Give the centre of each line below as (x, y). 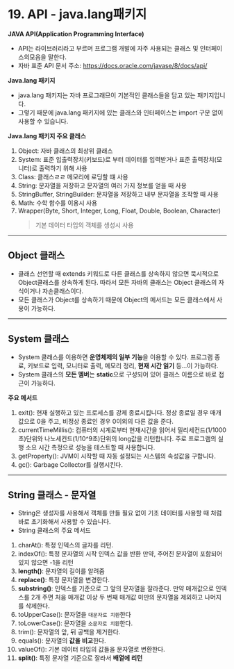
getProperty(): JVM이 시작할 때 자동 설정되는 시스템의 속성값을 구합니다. (117, 456)
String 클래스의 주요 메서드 (54, 530)
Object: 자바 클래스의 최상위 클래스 (65, 151)
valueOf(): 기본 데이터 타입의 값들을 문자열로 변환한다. (91, 650)
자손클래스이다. (63, 291)
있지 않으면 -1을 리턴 (45, 563)
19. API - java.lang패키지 (77, 14)
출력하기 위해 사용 (63, 168)
